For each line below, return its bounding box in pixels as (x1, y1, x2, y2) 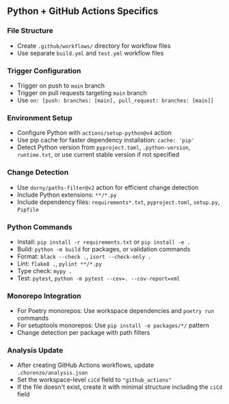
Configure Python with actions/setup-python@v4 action (16, 129, 172, 137)
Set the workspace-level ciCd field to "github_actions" (16, 376, 172, 384)
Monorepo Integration (7, 291, 81, 301)
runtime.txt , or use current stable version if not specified (16, 151, 180, 159)
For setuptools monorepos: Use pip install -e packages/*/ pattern (16, 321, 210, 329)
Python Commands (7, 222, 73, 231)
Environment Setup (7, 113, 73, 123)
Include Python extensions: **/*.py (16, 190, 118, 199)
